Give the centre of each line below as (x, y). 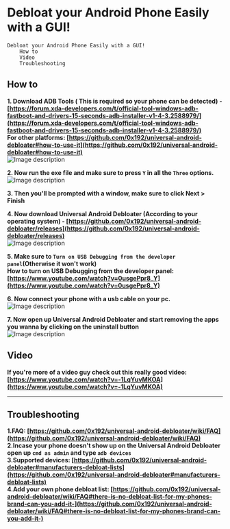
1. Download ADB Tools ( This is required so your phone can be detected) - (115, 101)
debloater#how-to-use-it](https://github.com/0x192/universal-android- (112, 145)
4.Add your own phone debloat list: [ (60, 489)
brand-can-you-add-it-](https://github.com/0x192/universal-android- (110, 504)
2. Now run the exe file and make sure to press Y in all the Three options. (111, 172)
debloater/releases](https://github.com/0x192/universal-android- (103, 228)
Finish (16, 200)
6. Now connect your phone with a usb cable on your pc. (89, 298)
